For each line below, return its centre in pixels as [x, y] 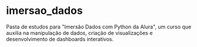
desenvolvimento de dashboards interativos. [60, 39]
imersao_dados [45, 11]
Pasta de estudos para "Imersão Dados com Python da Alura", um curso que [99, 27]
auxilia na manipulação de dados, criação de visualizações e [79, 32]
